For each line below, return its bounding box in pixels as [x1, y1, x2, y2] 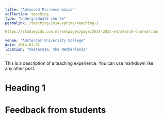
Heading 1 [5, 82, 46, 93]
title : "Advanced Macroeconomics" [5, 7, 75, 12]
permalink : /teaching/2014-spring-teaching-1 [5, 20, 98, 26]
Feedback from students [5, 104, 106, 116]
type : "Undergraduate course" [5, 16, 66, 21]
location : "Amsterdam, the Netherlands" [5, 47, 88, 52]
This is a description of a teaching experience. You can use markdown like [5, 60, 154, 66]
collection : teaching [5, 12, 49, 16]
